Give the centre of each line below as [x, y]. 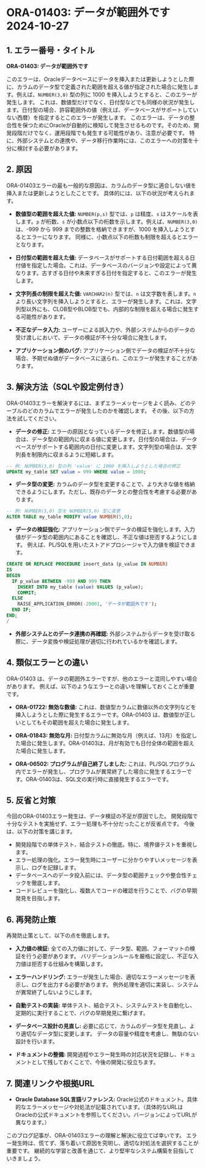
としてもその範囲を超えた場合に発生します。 [76, 722]
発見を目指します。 [39, 898]
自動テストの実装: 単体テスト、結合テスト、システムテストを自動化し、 [105, 1005]
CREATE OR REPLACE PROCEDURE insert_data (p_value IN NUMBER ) [87, 564]
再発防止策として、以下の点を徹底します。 [60, 936]
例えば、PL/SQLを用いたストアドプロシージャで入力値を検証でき [109, 545]
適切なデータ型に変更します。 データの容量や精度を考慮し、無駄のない [110, 1034]
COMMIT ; [27, 593]
